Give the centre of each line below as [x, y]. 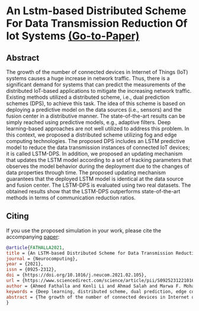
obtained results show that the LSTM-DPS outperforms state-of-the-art [93, 191]
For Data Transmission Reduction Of [97, 23]
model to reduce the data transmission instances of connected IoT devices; [98, 147]
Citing [17, 216]
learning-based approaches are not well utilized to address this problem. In [98, 129]
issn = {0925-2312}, [32, 270]
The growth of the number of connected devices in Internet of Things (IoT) [97, 72]
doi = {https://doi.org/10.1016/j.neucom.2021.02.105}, [76, 275]
